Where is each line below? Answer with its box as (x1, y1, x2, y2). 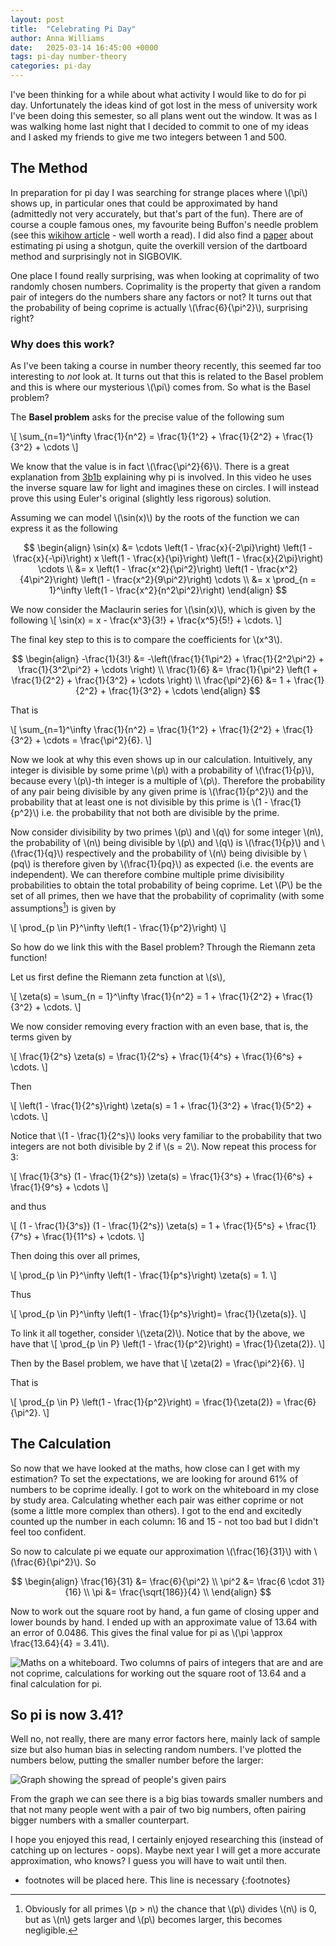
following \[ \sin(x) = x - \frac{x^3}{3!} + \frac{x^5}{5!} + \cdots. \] (10, 614, 282, 626)
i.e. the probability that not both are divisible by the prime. (41, 807, 280, 819)
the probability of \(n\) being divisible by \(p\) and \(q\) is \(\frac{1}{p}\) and (10, 837, 320, 849)
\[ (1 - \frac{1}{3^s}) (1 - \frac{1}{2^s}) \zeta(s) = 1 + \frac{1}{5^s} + (10, 1219, 284, 1231)
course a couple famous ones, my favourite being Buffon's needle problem (10, 218, 319, 230)
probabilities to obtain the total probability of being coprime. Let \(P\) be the (10, 879, 323, 891)
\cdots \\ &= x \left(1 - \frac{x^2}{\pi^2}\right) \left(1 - (38, 563, 255, 575)
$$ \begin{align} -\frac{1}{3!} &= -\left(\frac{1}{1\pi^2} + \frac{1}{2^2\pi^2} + (11, 653, 325, 665)
